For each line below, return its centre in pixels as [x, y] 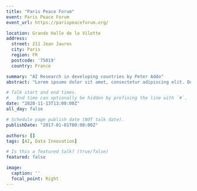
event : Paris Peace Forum [38, 17]
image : [14, 168]
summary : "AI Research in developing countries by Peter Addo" [85, 76]
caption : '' [26, 173]
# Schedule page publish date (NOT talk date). [65, 119]
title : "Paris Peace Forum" [40, 11]
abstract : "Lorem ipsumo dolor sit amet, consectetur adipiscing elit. [95, 82]
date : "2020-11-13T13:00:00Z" [43, 103]
